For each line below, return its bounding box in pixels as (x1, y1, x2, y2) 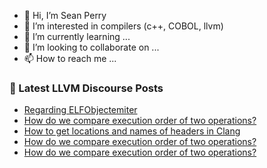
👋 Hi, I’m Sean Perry (23, 10, 107, 21)
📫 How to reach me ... (23, 53, 117, 64)
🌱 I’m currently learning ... (23, 31, 131, 42)
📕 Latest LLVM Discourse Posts (9, 81, 164, 95)
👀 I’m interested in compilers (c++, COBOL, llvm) (23, 20, 224, 32)
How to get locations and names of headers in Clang (23, 125, 241, 137)
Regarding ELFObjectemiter (23, 104, 138, 116)
